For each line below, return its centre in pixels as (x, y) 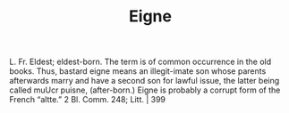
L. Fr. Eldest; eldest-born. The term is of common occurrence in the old (140, 62)
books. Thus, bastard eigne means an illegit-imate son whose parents (138, 71)
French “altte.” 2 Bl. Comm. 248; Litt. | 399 (88, 100)
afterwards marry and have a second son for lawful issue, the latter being (144, 81)
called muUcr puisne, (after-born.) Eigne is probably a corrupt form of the (145, 90)
